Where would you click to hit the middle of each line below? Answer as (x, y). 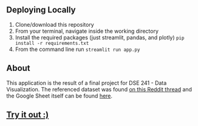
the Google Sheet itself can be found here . (60, 96)
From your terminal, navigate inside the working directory (87, 31)
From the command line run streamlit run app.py (77, 49)
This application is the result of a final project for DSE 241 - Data (87, 83)
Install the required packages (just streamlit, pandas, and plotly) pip (100, 37)
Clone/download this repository (54, 24)
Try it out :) (28, 115)
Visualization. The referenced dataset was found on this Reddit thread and (99, 89)
